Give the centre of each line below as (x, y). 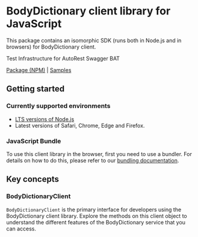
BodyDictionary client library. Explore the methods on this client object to (97, 216)
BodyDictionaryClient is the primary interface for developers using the (94, 209)
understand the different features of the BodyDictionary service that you (96, 222)
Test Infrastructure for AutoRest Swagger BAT (63, 58)
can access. (21, 229)
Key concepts (32, 179)
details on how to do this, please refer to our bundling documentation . (93, 160)
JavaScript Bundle (34, 141)
